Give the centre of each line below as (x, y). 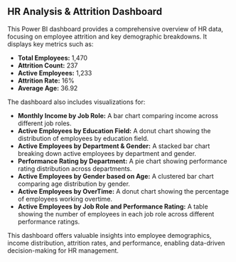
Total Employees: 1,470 (52, 58)
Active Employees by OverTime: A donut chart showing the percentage (123, 191)
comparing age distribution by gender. (74, 184)
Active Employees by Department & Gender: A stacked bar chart (114, 146)
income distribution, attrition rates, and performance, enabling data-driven (116, 243)
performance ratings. (49, 221)
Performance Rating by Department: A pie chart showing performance (122, 161)
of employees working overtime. (65, 199)
